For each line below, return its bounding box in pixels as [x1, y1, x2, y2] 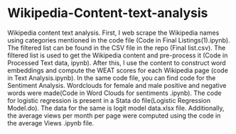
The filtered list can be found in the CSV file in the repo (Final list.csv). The [7, 43, 226, 52]
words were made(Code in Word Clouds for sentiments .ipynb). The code [7, 89, 222, 97]
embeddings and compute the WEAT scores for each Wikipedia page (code [7, 66, 229, 74]
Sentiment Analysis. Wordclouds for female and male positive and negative [7, 81, 227, 89]
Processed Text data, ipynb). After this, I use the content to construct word [7, 58, 226, 67]
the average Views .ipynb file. [7, 118, 95, 127]
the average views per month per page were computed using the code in [7, 111, 221, 120]
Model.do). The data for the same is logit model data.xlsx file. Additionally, [7, 104, 225, 112]
